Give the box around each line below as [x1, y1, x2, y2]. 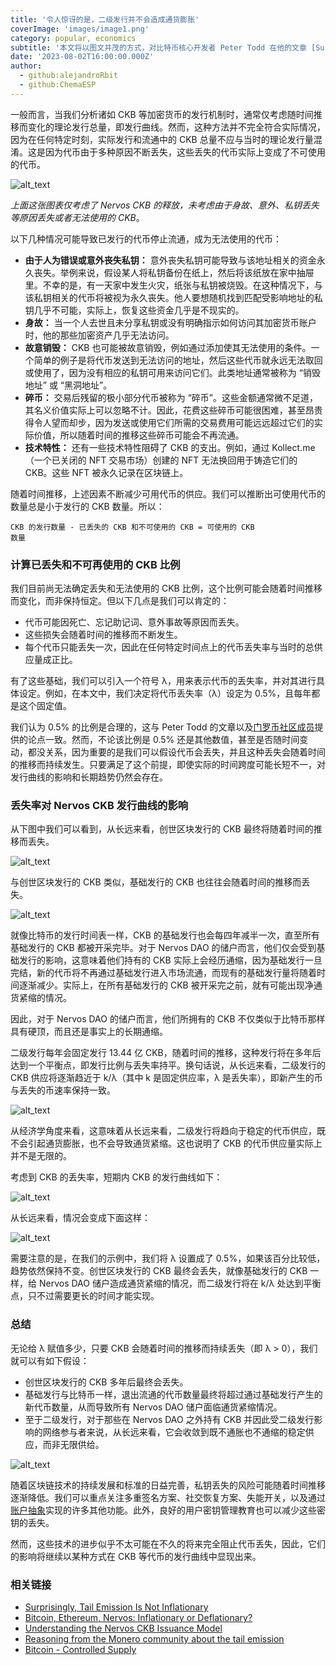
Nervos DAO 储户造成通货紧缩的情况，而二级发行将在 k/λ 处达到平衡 [38, 1277, 322, 1290]
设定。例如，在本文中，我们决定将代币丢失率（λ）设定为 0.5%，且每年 [18, 687, 312, 700]
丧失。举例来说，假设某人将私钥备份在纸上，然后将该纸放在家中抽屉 [33, 266, 315, 278]
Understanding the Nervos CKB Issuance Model [24, 1622, 223, 1634]
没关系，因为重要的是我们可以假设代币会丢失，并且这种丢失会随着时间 [36, 746, 326, 758]
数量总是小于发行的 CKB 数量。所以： [10, 500, 165, 512]
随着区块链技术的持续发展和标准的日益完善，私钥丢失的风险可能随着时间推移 [10, 1479, 326, 1491]
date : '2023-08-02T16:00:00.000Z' [10, 52, 155, 62]
